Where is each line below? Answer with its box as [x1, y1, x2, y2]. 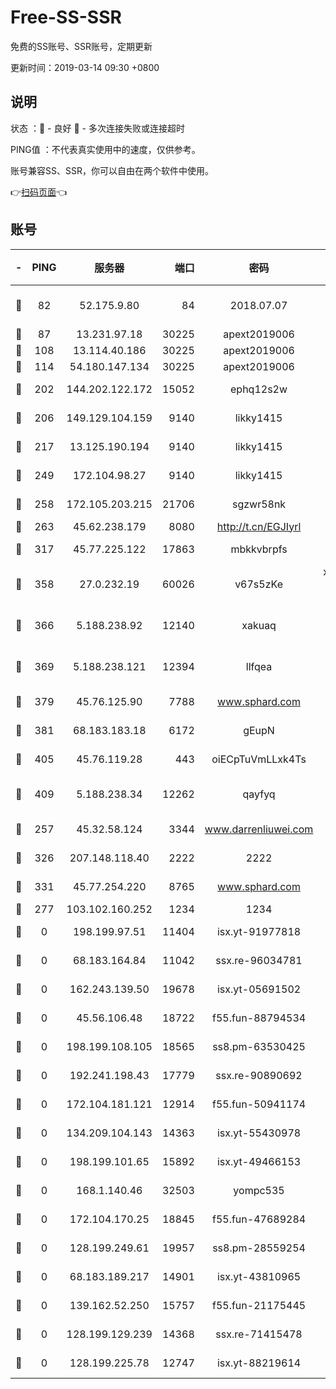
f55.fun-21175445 [211, 1298, 307, 1312]
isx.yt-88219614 [216, 1356, 302, 1370]
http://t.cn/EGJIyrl [216, 519, 302, 533]
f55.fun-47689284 [211, 1212, 307, 1226]
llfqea [245, 659, 273, 673]
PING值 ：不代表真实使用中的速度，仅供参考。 [10, 143, 201, 155]
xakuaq [241, 618, 277, 632]
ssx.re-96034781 [215, 953, 303, 967]
